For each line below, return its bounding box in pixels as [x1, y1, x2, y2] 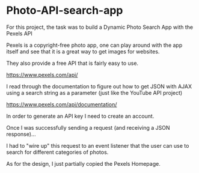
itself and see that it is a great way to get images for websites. [6, 47, 160, 55]
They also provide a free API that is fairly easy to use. [6, 59, 139, 67]
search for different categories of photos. [6, 148, 109, 156]
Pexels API [6, 29, 33, 37]
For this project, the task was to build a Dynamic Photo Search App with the [6, 23, 194, 31]
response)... [6, 130, 36, 138]
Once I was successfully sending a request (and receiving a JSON [6, 124, 170, 131]
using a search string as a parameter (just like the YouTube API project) [6, 89, 183, 96]
